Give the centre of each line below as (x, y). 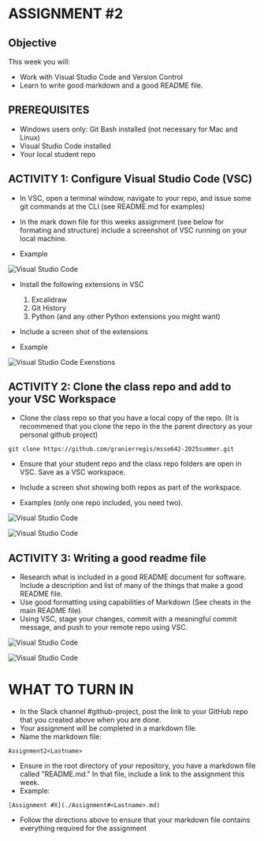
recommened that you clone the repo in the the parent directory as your (136, 426)
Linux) (30, 137)
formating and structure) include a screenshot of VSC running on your (133, 230)
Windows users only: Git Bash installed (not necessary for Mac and (128, 129)
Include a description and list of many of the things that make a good (131, 586)
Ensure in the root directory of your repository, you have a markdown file (138, 766)
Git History (49, 307)
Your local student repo (58, 154)
